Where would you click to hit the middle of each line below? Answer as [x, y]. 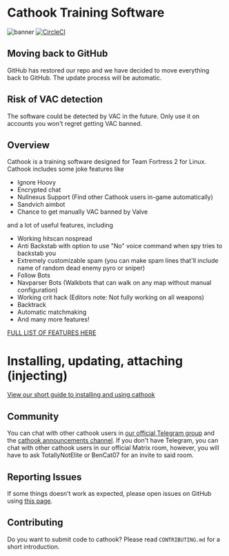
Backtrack [31, 305]
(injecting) [37, 376]
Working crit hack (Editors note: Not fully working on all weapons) [111, 297]
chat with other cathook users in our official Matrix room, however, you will [113, 448]
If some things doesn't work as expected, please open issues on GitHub [109, 493]
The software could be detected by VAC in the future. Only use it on [103, 116]
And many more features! [53, 319]
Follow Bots [33, 275]
